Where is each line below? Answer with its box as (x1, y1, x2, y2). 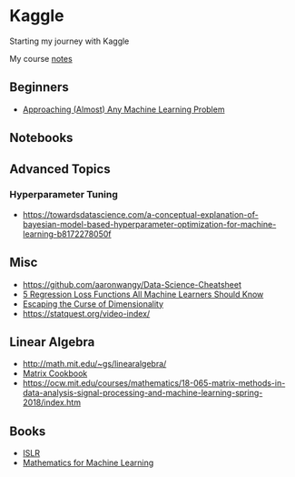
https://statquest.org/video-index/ (22, 308, 151, 319)
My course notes (9, 53, 73, 64)
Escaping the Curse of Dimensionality (22, 298, 164, 310)
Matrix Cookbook (22, 368, 88, 379)
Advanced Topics (9, 161, 111, 177)
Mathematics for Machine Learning (22, 457, 154, 469)
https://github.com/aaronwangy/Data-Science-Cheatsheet (22, 279, 242, 289)
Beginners (9, 79, 70, 96)
